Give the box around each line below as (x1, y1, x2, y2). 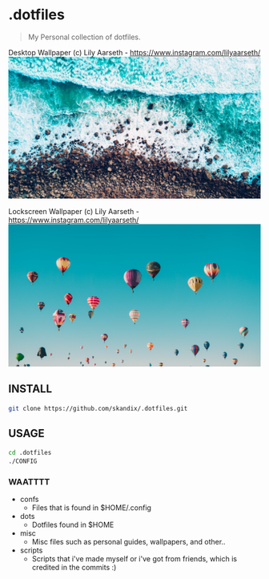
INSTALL (8, 383, 53, 396)
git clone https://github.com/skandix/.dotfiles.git (8, 404, 188, 412)
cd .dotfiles (8, 449, 52, 457)
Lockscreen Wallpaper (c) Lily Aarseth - (8, 207, 140, 217)
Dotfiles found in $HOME (31, 520, 114, 530)
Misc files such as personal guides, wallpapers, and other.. (31, 537, 226, 547)
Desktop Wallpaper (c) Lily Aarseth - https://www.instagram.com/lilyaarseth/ (8, 47, 261, 57)
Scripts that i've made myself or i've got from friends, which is (31, 554, 238, 564)
